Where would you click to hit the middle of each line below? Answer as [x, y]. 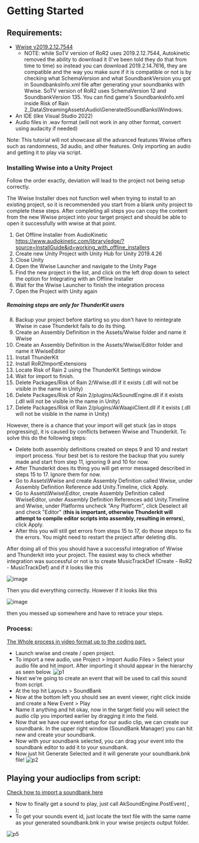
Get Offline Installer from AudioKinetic [61, 235]
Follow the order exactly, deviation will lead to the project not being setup [96, 181]
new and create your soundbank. [56, 734]
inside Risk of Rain [47, 103]
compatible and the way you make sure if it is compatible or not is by [108, 72]
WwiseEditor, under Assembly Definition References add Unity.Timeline [102, 500]
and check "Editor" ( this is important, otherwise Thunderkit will [94, 512]
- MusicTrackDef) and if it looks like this [55, 568]
